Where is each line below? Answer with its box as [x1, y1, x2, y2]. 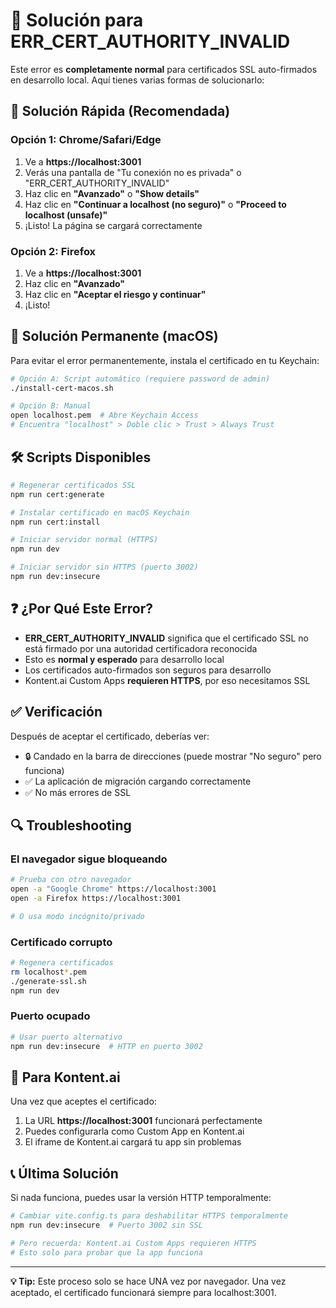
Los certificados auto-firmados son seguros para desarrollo [24, 664, 272, 676]
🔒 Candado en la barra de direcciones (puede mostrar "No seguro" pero [24, 750, 322, 762]
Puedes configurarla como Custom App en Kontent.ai [24, 1125, 245, 1138]
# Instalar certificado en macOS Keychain [10, 507, 190, 518]
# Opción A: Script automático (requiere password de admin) [10, 374, 271, 384]
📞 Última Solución [10, 1165, 119, 1182]
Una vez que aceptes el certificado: [10, 1095, 157, 1108]
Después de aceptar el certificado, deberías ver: [10, 730, 210, 742]
